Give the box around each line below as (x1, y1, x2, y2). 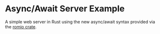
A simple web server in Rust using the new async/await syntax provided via (5, 19, 156, 25)
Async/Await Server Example (5, 3, 125, 14)
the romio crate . (5, 24, 37, 29)
